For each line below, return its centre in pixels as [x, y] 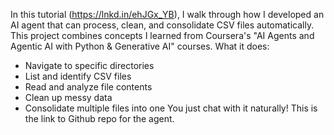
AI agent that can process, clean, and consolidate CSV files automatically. [162, 25]
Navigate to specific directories [89, 65]
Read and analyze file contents [88, 87]
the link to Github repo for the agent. [99, 118]
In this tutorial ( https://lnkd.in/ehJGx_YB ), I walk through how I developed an [167, 14]
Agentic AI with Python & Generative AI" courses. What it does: [140, 46]
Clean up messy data [68, 97]
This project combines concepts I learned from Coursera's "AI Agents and [162, 35]
